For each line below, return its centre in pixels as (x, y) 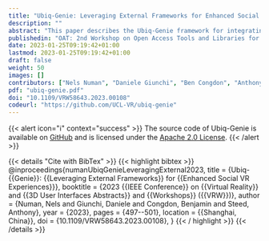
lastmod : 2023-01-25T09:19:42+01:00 (69, 53)
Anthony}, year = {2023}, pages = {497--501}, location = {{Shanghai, (122, 212)
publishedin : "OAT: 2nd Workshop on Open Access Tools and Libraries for (134, 38)
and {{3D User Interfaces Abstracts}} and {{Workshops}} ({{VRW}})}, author (134, 195)
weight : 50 (26, 68)
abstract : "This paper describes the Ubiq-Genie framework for (116, 30)
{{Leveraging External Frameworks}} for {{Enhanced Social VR (147, 179)
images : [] (26, 75)
